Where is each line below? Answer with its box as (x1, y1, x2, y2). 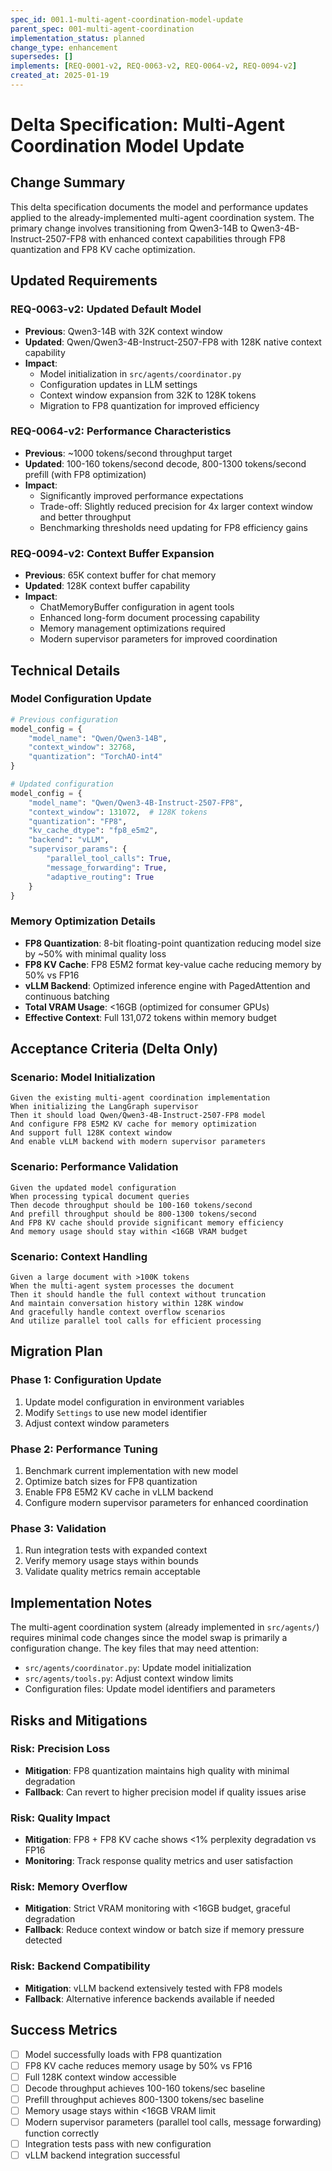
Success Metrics (10, 2022, 118, 2039)
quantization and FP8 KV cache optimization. (10, 243, 196, 255)
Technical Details (10, 662, 121, 679)
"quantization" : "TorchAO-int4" (28, 752, 163, 762)
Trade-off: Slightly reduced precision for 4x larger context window (39, 500, 313, 512)
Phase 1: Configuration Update (10, 1373, 162, 1387)
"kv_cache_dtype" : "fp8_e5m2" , (28, 826, 159, 836)
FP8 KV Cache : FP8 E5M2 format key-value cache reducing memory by (24, 958, 322, 970)
